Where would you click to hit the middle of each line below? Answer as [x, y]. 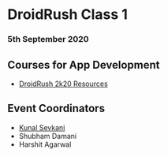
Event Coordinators [56, 108]
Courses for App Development [84, 65]
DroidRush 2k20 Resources [63, 84]
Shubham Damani [48, 136]
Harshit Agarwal [45, 144]
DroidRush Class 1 [67, 15]
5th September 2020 [48, 39]
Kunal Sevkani [42, 127]
